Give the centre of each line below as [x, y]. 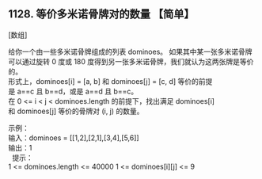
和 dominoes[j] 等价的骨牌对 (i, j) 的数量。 [76, 111]
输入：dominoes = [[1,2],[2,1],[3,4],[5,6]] [74, 138]
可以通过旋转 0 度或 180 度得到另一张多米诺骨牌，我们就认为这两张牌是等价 [131, 61]
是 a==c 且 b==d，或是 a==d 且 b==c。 [73, 91]
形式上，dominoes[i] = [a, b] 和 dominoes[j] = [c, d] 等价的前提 [110, 81]
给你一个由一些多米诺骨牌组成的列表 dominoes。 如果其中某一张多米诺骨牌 [130, 51]
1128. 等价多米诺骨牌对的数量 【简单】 [101, 14]
